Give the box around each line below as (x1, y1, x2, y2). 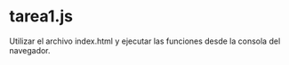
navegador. (9, 45, 51, 55)
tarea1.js (9, 6, 74, 27)
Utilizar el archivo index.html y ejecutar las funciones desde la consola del (9, 36, 281, 46)
